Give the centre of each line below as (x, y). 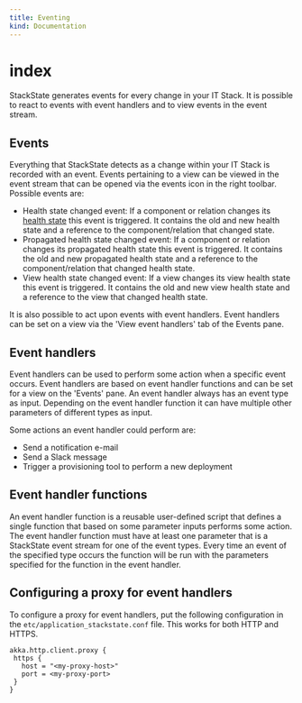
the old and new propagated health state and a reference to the (140, 259)
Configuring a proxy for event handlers (121, 593)
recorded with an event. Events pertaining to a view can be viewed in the (144, 174)
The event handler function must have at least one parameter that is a (139, 535)
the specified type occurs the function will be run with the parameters (139, 554)
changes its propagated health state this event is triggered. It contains (152, 250)
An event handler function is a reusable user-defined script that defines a (146, 516)
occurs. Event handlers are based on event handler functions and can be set (151, 384)
